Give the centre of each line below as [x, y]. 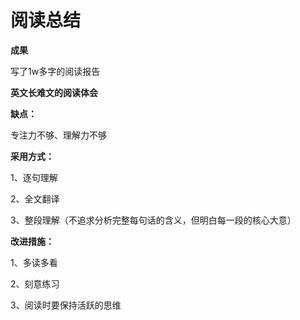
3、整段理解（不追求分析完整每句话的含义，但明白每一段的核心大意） [153, 220]
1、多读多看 [34, 262]
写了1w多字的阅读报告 [55, 71]
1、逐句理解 [34, 177]
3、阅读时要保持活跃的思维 [66, 305]
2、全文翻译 [35, 198]
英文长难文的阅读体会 [54, 92]
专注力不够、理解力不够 [58, 135]
